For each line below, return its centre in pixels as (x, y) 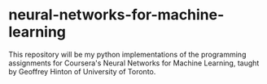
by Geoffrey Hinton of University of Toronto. (82, 71)
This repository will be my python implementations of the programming (127, 54)
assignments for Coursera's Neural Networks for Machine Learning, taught (134, 63)
